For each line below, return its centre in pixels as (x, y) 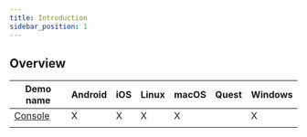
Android (89, 95)
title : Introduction (49, 18)
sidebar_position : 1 (49, 26)
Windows (272, 95)
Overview (38, 63)
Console (32, 116)
